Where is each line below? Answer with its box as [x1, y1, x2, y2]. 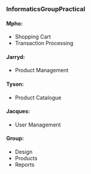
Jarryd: [6, 53, 25, 60]
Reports [14, 161, 35, 168]
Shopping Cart [14, 33, 51, 40]
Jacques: [6, 108, 30, 115]
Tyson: [6, 80, 24, 87]
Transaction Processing [14, 40, 74, 47]
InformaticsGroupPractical [6, 5, 86, 13]
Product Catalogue [14, 94, 62, 101]
